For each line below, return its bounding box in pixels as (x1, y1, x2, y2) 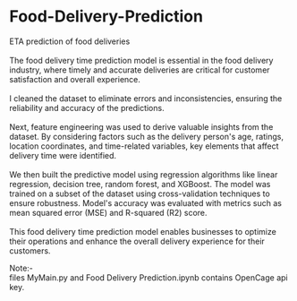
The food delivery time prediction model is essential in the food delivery (9, 55, 274, 65)
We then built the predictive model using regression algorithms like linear (9, 168, 278, 180)
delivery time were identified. (9, 150, 117, 160)
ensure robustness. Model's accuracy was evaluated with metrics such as (9, 197, 282, 208)
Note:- (9, 262, 34, 273)
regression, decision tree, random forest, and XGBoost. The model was (9, 178, 271, 189)
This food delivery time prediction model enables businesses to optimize (9, 226, 277, 236)
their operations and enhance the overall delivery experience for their (9, 236, 266, 246)
